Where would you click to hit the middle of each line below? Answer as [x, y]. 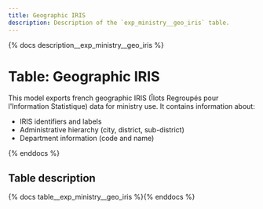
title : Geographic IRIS [47, 15]
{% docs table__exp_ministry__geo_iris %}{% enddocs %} [102, 197]
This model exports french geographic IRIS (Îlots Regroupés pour [113, 98]
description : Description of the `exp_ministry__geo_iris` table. [119, 23]
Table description [52, 178]
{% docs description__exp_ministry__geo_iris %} [86, 45]
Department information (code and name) [87, 139]
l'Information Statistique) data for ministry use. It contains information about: [131, 106]
